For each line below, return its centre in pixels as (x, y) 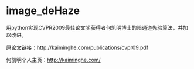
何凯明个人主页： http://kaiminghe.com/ (53, 60)
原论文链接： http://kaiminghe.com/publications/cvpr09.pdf (77, 47)
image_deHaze (43, 11)
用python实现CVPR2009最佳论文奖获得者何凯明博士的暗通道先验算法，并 (95, 27)
